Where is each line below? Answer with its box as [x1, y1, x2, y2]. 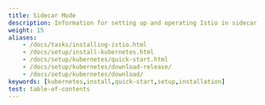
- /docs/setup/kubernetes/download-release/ [22, 63, 172, 71]
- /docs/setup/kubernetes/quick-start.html [22, 56, 169, 64]
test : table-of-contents [8, 84, 90, 93]
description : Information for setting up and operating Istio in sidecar [8, 19, 258, 27]
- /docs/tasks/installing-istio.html [22, 41, 148, 49]
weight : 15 [8, 26, 44, 34]
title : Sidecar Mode [8, 11, 77, 20]
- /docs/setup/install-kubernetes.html [22, 48, 155, 56]
